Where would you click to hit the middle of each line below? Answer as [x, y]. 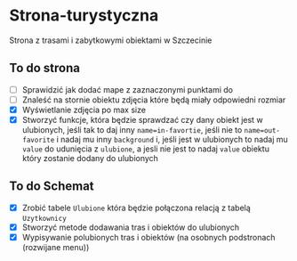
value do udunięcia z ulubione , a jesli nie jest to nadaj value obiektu [145, 149]
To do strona [44, 68]
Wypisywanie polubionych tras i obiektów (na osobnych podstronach [148, 237]
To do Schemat [52, 187]
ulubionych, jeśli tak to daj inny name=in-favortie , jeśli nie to [132, 130]
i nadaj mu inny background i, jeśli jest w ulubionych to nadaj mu [173, 139]
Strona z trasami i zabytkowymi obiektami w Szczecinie [111, 40]
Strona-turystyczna [84, 16]
